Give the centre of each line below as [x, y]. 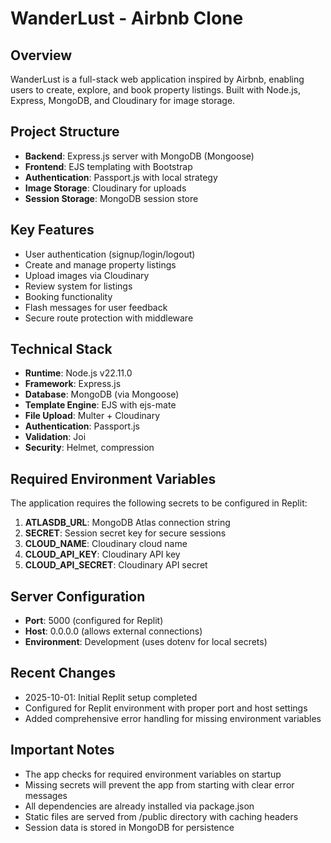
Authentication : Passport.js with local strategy [121, 177]
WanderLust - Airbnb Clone [127, 18]
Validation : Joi [55, 437]
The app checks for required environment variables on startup [153, 774]
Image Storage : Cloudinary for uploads [105, 188]
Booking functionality [68, 296]
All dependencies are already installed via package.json [139, 806]
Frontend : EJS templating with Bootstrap [108, 166]
